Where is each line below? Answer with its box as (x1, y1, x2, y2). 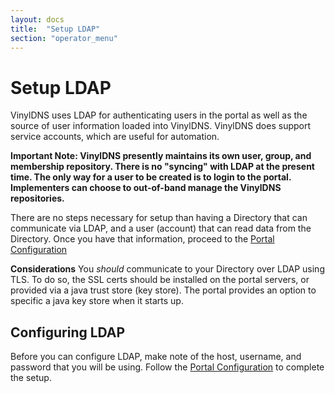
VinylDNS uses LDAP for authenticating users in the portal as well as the (10, 109, 308, 121)
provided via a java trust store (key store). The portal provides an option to (10, 284, 317, 296)
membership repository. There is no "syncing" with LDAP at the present (10, 161, 315, 173)
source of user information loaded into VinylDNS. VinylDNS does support (10, 120, 312, 132)
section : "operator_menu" (10, 33, 118, 43)
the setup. (10, 372, 52, 384)
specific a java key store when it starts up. (10, 295, 184, 307)
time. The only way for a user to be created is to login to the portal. (10, 171, 292, 183)
